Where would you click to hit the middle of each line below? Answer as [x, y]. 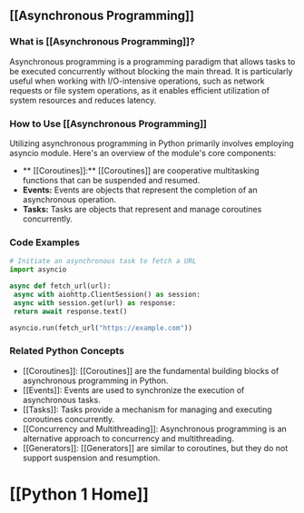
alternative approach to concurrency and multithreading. [128, 438]
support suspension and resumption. [91, 458]
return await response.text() [70, 311]
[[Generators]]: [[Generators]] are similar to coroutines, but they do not [155, 448]
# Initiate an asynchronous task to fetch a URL [103, 261]
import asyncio [38, 270]
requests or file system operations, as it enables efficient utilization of [140, 90]
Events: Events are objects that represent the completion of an [140, 190]
